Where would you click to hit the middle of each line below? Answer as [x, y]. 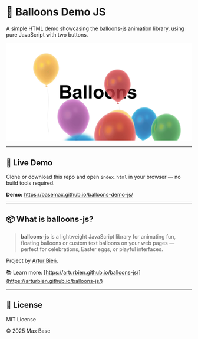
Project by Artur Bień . [32, 260]
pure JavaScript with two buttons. [47, 34]
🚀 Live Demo [29, 163]
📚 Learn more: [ [26, 272]
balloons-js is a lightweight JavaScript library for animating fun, [98, 236]
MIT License [21, 319]
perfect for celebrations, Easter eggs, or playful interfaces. [92, 249]
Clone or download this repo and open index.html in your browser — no [93, 177]
